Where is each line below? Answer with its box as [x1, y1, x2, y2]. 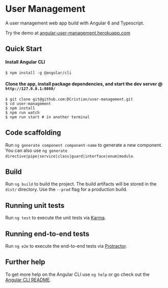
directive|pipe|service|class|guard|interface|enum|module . [5, 152, 134, 159]
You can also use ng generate [5, 147, 68, 153]
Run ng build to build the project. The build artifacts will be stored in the [5, 181, 157, 187]
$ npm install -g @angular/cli [5, 70, 72, 75]
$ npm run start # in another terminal [5, 114, 90, 120]
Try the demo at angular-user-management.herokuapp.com [5, 30, 131, 36]
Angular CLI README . [5, 276, 51, 283]
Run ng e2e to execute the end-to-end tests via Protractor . [5, 243, 127, 249]
